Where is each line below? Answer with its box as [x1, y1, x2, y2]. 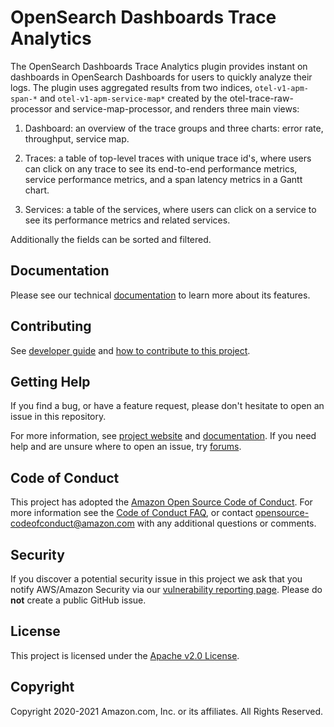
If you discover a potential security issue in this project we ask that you [10, 573, 303, 585]
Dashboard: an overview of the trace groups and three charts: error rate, [24, 122, 324, 134]
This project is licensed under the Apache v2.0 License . [10, 649, 240, 661]
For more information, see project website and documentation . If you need [10, 430, 317, 442]
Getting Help [10, 373, 91, 390]
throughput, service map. [24, 132, 130, 145]
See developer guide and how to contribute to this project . [10, 344, 251, 356]
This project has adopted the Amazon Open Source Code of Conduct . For [10, 496, 313, 508]
